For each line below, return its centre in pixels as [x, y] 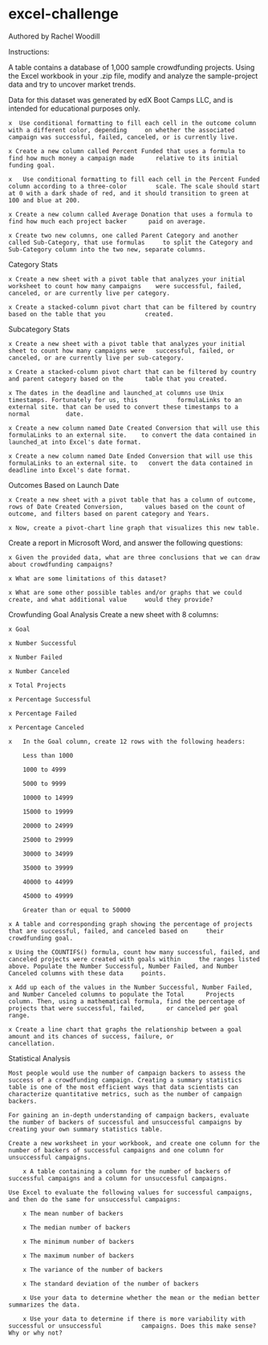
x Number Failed [35, 657]
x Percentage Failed [43, 713]
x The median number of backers [77, 1227]
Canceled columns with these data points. [87, 973]
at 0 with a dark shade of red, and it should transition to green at [129, 193]
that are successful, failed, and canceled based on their [116, 931]
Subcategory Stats [39, 329]
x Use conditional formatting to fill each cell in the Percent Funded [134, 179]
